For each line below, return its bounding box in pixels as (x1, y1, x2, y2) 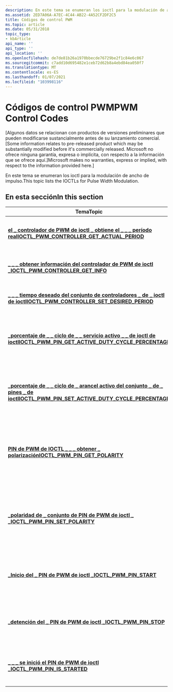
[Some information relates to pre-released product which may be (5, 140, 143, 147)
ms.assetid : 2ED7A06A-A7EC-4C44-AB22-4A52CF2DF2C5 (5, 12, 116, 18)
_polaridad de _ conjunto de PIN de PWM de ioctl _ (8, 511, 134, 518)
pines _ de (8, 388, 33, 395)
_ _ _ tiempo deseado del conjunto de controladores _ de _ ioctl (8, 291, 165, 299)
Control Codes (5, 112, 68, 124)
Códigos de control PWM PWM (5, 101, 138, 113)
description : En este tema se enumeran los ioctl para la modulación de (5, 7, 165, 13)
